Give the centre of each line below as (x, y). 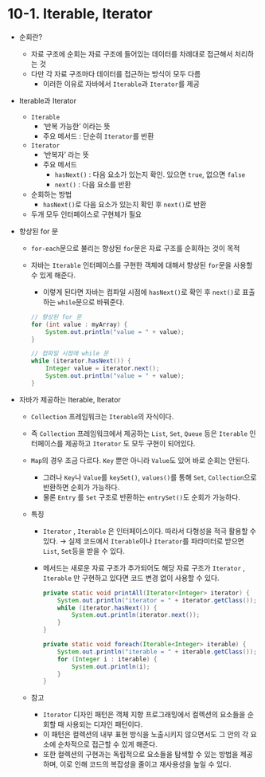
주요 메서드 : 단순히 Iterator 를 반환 (98, 135)
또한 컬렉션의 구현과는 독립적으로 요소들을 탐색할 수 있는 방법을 (140, 755)
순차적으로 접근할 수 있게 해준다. (108, 744)
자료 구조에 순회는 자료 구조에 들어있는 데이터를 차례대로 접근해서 (132, 53)
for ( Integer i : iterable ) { (107, 659)
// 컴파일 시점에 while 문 (70, 354)
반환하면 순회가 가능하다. (81, 487)
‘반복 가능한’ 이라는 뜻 (76, 126)
